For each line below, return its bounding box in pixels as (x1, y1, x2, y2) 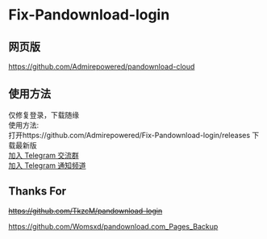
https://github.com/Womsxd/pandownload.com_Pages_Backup (8, 221, 219, 231)
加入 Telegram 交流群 (8, 150, 79, 160)
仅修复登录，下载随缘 (8, 110, 79, 119)
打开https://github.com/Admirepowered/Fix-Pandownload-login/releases (8, 130, 251, 140)
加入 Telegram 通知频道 (8, 160, 86, 170)
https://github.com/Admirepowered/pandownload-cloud (8, 62, 195, 71)
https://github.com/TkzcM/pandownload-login (8, 206, 163, 216)
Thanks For (8, 184, 67, 199)
